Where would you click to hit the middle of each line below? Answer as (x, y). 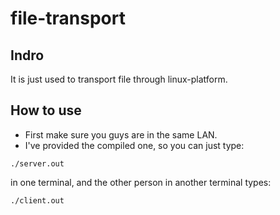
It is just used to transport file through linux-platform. (119, 79)
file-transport (68, 18)
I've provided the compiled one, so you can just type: (134, 145)
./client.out (37, 200)
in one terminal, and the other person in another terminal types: (141, 182)
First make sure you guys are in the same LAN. (121, 134)
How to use (46, 110)
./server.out (37, 163)
